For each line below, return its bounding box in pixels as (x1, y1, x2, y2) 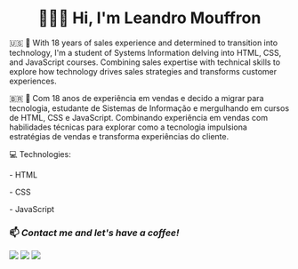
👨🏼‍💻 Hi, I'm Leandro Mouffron (37, 8, 262, 28)
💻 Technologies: (9, 148, 71, 159)
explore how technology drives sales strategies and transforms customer (9, 66, 278, 76)
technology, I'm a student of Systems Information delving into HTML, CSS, (9, 47, 282, 58)
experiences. (9, 75, 58, 86)
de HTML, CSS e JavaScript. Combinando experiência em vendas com (9, 112, 269, 123)
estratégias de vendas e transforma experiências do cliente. (9, 131, 230, 141)
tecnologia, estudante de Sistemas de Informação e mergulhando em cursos (9, 102, 290, 114)
